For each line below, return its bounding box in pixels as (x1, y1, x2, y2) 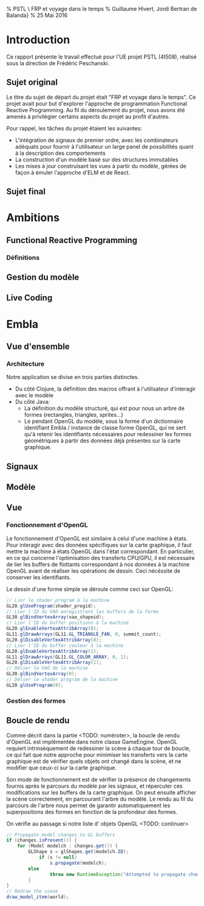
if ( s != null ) (38, 854, 78, 860)
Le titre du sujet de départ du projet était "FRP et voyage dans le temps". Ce (6, 93, 196, 101)
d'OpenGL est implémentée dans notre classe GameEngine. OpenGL (6, 738, 178, 745)
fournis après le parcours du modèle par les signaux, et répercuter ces (6, 782, 183, 790)
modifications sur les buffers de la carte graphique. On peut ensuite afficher (6, 788, 197, 796)
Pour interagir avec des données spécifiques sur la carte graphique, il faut (6, 541, 192, 548)
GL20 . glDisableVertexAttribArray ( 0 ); (6, 637, 102, 643)
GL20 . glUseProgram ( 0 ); (6, 682, 64, 688)
